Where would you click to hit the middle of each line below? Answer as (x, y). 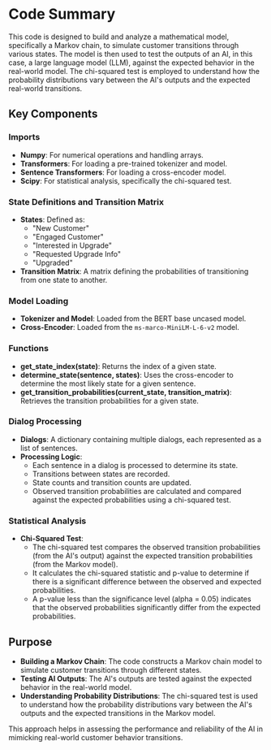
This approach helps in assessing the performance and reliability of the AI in (136, 729)
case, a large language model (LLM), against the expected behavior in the (131, 63)
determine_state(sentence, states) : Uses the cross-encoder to (127, 375)
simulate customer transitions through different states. (111, 670)
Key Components (53, 114)
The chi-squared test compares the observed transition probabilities (146, 547)
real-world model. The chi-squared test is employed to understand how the (134, 71)
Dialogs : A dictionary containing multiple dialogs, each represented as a (141, 439)
